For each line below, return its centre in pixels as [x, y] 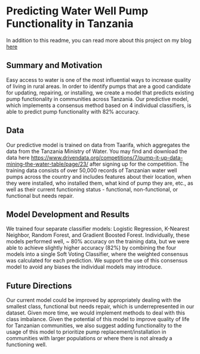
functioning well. [27, 344]
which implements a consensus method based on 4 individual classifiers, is [99, 105]
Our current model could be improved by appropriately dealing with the [94, 300]
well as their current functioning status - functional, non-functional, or [92, 189]
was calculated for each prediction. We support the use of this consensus [97, 261]
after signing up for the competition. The [139, 164]
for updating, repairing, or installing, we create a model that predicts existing [100, 92]
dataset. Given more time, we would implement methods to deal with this [96, 313]
